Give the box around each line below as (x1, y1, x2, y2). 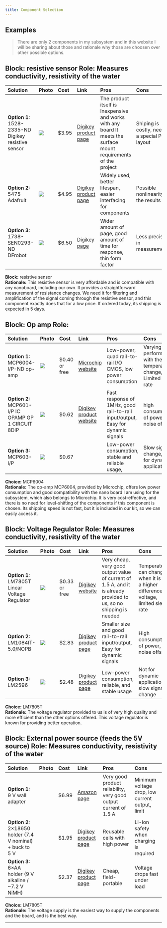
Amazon (77, 789, 97, 796)
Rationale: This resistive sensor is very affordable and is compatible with (5, 279, 155, 285)
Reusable (102, 828, 125, 835)
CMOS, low (106, 366, 133, 373)
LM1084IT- (7, 639, 36, 646)
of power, (138, 642, 161, 649)
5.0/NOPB (7, 645, 31, 652)
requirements (100, 151, 132, 158)
